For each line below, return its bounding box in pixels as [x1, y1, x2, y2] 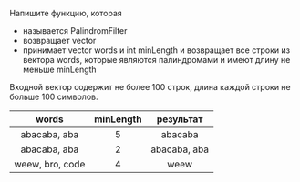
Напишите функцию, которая [9, 8, 123, 18]
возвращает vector [22, 35, 97, 45]
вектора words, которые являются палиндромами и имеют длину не [22, 55, 291, 65]
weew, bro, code [14, 158, 86, 170]
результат [156, 113, 203, 126]
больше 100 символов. [9, 91, 98, 102]
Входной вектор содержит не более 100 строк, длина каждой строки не [9, 82, 292, 92]
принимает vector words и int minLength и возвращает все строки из [22, 45, 290, 56]
